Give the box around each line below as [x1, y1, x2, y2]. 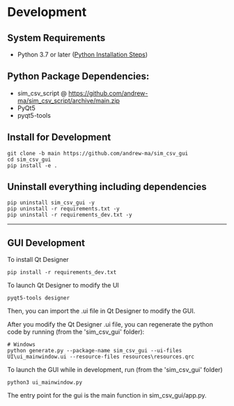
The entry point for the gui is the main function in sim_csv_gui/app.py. [7, 391, 207, 400]
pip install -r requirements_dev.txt [7, 269, 117, 276]
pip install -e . [7, 162, 58, 169]
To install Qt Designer [7, 256, 70, 264]
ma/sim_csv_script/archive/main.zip [17, 96, 120, 104]
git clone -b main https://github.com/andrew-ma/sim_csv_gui [7, 150, 189, 157]
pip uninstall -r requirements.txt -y [7, 205, 120, 212]
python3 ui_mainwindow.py [7, 379, 82, 387]
